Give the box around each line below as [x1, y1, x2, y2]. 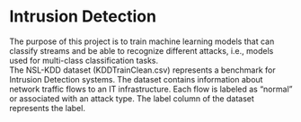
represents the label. [9, 102, 85, 113]
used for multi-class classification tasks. [9, 55, 159, 65]
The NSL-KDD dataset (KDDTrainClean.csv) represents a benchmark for [9, 65, 276, 75]
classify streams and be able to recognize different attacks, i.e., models [9, 45, 274, 56]
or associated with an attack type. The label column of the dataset [9, 92, 254, 104]
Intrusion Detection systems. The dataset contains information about [9, 74, 263, 84]
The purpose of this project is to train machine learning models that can [9, 36, 275, 47]
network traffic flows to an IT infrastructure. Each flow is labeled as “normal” [9, 83, 293, 94]
